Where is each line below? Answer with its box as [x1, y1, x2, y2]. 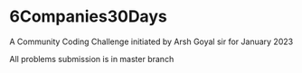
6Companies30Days [9, 6, 167, 27]
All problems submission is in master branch [9, 53, 175, 64]
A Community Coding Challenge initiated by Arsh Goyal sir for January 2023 [9, 36, 294, 47]
